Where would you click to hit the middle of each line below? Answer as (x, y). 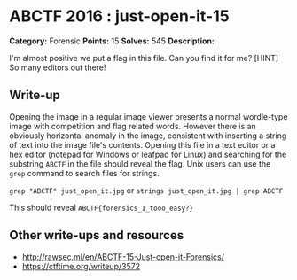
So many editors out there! (58, 67)
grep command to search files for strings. (84, 173)
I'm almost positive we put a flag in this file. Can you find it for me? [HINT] (144, 58)
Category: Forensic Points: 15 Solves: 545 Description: (112, 41)
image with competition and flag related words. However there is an (133, 126)
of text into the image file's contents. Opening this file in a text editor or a (142, 144)
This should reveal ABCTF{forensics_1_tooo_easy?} (101, 207)
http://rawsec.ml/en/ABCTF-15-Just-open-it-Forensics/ (123, 257)
